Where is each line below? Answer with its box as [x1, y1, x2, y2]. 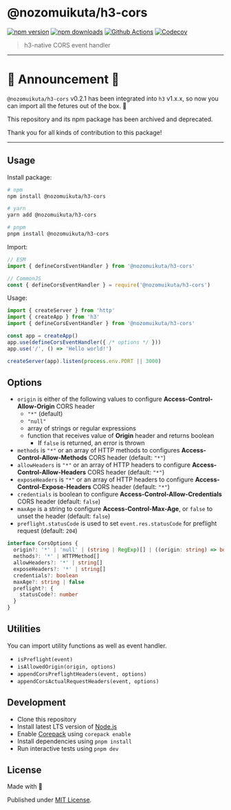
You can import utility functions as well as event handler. [7, 641, 167, 650]
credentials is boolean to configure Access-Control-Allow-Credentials [16, 490, 222, 499]
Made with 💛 [7, 782, 43, 791]
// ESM [7, 256, 26, 263]
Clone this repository [16, 715, 77, 723]
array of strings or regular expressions [27, 424, 136, 433]
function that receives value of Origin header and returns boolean [27, 432, 214, 440]
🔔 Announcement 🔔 [7, 72, 120, 87]
